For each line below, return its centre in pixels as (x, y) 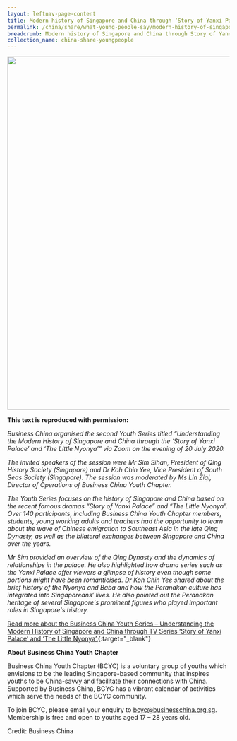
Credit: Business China (41, 731)
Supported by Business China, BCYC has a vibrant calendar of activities (112, 689)
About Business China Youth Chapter (63, 653)
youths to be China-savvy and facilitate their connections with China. (108, 681)
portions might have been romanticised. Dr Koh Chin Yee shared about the (116, 580)
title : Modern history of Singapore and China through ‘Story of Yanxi (115, 21)
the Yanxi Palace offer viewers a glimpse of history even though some (109, 573)
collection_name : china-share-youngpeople (71, 40)
